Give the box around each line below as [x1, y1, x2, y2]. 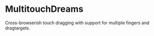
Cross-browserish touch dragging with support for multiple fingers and [5, 20, 150, 26]
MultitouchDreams [5, 3, 84, 15]
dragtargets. [5, 25, 31, 31]
